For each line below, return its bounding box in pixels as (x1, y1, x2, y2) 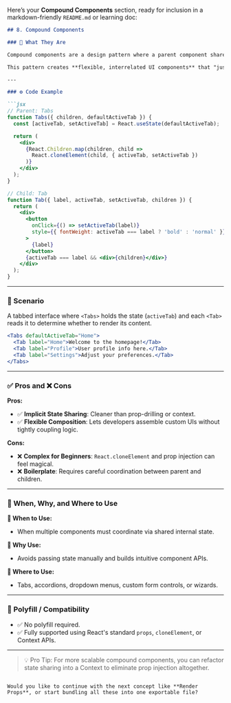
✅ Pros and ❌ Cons (7, 380, 72, 390)
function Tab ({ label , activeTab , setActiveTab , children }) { (7, 196, 192, 203)
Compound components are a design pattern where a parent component (7, 51, 208, 58)
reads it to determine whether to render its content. (7, 319, 153, 327)
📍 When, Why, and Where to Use (7, 498, 118, 508)
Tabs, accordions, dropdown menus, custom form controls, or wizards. (16, 581, 219, 589)
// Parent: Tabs (7, 108, 54, 114)
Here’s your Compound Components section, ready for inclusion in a (7, 6, 203, 14)
